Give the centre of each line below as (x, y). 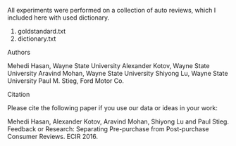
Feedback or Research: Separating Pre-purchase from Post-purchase (108, 129)
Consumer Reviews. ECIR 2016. (53, 137)
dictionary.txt (37, 39)
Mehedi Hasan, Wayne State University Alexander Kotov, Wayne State (108, 66)
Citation (19, 94)
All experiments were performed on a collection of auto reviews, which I (112, 10)
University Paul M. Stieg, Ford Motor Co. (66, 81)
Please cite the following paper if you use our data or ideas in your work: (113, 108)
